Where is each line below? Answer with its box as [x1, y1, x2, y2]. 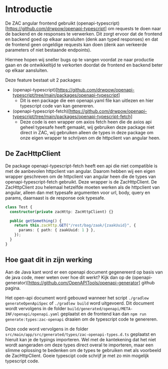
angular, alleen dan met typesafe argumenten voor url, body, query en [5, 190, 150, 196]
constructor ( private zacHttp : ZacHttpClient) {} [10, 209, 114, 214]
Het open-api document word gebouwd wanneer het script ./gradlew [5, 295, 149, 301]
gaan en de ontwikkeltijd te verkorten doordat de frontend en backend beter [5, 62, 163, 68]
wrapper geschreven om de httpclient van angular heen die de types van [5, 173, 156, 179]
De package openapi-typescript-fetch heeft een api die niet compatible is [5, 162, 157, 169]
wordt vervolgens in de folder [5, 305, 66, 311]
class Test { [5, 205, 33, 210]
